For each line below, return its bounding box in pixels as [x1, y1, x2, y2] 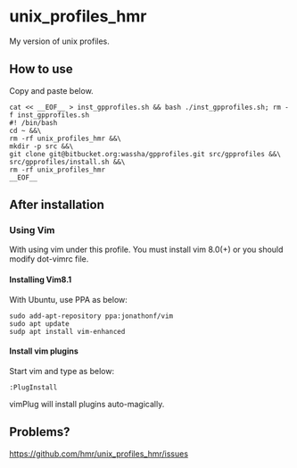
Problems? [9, 424, 70, 439]
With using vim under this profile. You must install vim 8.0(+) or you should [9, 244, 284, 255]
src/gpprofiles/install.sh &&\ [9, 157, 126, 166]
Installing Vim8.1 [9, 274, 72, 285]
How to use [9, 62, 73, 77]
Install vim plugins [9, 346, 78, 356]
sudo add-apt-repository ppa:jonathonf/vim [9, 311, 174, 321]
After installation [9, 197, 104, 213]
